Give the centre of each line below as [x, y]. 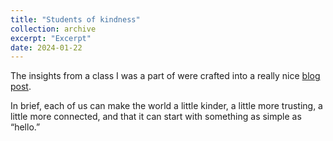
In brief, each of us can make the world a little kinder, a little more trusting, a [166, 106]
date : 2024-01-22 [46, 47]
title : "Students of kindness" [75, 19]
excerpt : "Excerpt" [51, 38]
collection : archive [53, 29]
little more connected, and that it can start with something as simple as [156, 117]
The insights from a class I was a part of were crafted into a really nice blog [165, 76]
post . [21, 87]
